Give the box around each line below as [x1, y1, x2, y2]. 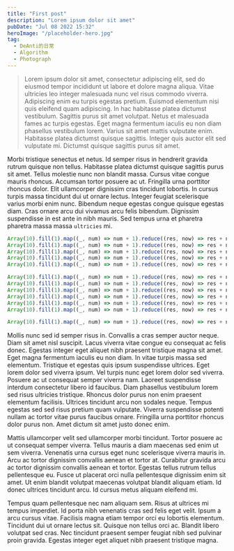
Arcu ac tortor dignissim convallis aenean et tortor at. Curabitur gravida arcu [7, 456, 226, 465]
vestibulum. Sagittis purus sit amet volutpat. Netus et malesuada [24, 112, 209, 120]
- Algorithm [13, 50, 49, 56]
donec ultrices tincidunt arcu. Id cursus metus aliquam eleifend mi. [7, 485, 198, 494]
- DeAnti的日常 [13, 43, 54, 50]
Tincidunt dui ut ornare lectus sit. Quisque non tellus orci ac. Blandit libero [7, 521, 219, 530]
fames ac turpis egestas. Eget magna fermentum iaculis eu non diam [24, 119, 221, 128]
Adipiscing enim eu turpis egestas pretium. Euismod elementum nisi [24, 97, 219, 105]
